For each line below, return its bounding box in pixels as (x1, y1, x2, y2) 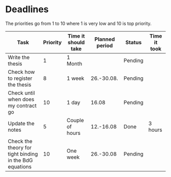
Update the (8, 120, 35, 127)
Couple (66, 116, 84, 124)
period (96, 42, 113, 49)
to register (8, 75, 33, 82)
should (68, 39, 85, 46)
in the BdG (8, 157, 33, 164)
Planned (94, 36, 116, 43)
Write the (8, 53, 30, 61)
